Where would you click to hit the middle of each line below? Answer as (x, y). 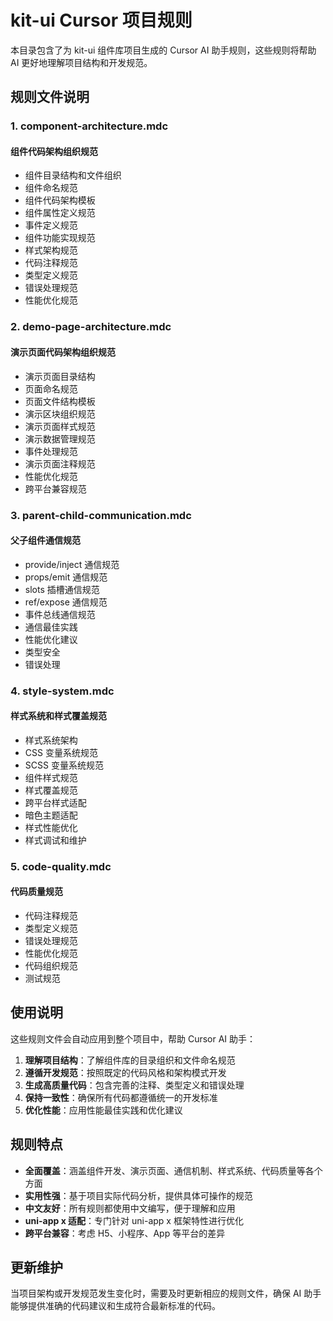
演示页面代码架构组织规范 (63, 352)
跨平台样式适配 (55, 802)
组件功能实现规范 (60, 238)
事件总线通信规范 (60, 614)
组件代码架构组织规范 (54, 151)
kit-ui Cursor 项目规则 (101, 20)
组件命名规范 (51, 188)
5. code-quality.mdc (61, 866)
